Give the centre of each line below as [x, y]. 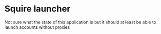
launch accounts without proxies [37, 27]
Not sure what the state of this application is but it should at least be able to [80, 22]
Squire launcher [38, 9]
